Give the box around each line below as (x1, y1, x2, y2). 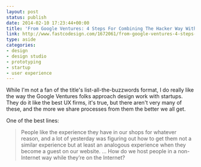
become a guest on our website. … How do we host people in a (20, 148, 177, 155)
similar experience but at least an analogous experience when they (20, 141, 187, 148)
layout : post (6, 8, 39, 15)
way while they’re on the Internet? (41, 154, 126, 162)
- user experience (6, 70, 52, 76)
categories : (6, 42, 36, 48)
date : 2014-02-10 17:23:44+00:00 (6, 20, 90, 26)
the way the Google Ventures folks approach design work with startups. (6, 93, 184, 100)
